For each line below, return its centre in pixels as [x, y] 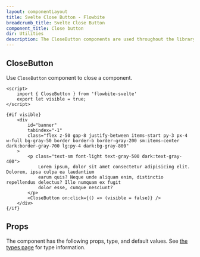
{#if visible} [24, 115]
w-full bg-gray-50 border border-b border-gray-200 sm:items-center [93, 140]
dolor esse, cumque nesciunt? [75, 187]
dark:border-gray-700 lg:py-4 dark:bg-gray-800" [68, 146]
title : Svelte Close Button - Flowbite [56, 17]
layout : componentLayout [37, 12]
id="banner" [43, 125]
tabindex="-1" [45, 130]
